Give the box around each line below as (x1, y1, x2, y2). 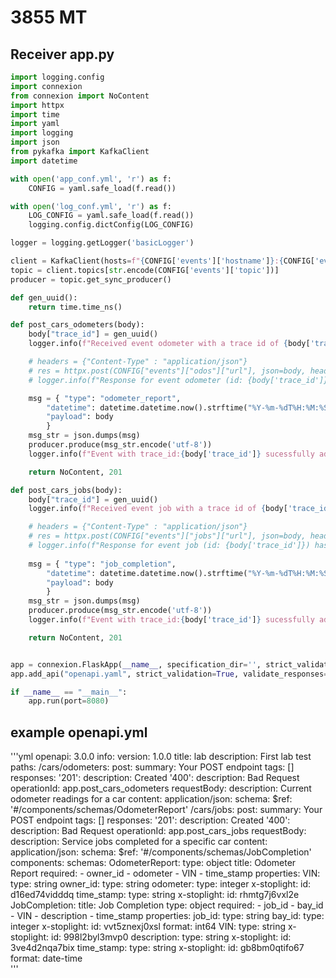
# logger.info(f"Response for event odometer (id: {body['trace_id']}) (28, 375, 333, 385)
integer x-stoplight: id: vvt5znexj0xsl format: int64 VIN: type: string (10, 921, 287, 933)
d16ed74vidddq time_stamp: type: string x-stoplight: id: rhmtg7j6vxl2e (10, 889, 300, 901)
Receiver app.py (10, 46, 115, 63)
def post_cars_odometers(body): (10, 320, 145, 330)
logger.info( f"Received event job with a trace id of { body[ (28, 504, 288, 514)
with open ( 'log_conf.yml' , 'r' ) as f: (10, 201, 172, 211)
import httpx (10, 100, 65, 110)
